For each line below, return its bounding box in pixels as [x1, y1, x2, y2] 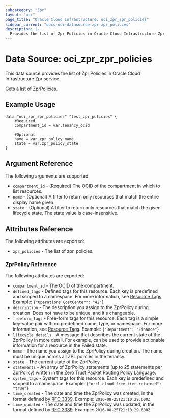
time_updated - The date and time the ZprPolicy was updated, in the [12, 401, 155, 407]
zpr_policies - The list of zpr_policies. [12, 248, 94, 254]
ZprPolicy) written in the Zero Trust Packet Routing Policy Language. [12, 369, 156, 376]
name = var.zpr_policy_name [14, 136, 74, 141]
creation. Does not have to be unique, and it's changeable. [12, 310, 136, 316]
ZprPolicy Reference [5, 261, 58, 268]
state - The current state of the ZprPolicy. [12, 359, 101, 365]
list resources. [12, 188, 43, 194]
